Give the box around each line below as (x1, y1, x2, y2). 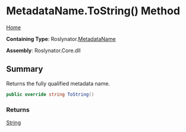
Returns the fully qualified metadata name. (6, 80, 111, 87)
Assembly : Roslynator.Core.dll (6, 46, 81, 54)
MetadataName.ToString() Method (6, 4, 180, 18)
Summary (6, 64, 43, 74)
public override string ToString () (6, 91, 94, 98)
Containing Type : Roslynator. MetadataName (6, 35, 116, 42)
